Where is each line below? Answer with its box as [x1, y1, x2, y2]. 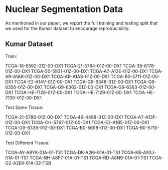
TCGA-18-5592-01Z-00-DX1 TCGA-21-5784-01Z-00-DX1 [5, 62, 122, 68]
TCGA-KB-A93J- [121, 149, 156, 155]
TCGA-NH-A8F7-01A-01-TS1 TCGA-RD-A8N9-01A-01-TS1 [29, 154, 148, 160]
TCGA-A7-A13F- [124, 114, 158, 120]
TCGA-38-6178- [122, 62, 156, 68]
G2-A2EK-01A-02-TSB [5, 160, 52, 166]
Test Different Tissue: [5, 139, 50, 145]
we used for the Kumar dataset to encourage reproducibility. [5, 25, 130, 31]
